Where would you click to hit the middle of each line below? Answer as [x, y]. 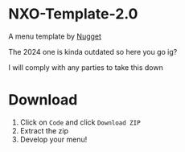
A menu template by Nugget [55, 36]
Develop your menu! [53, 139]
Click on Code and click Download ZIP [80, 122]
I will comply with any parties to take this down [86, 67]
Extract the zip [44, 130]
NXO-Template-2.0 [73, 14]
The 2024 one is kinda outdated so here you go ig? [93, 51]
